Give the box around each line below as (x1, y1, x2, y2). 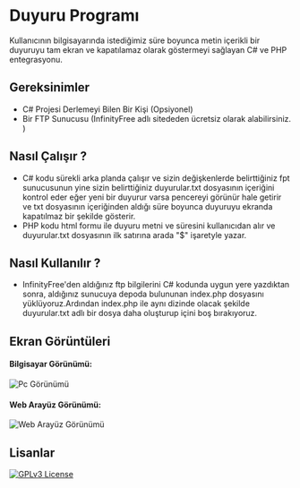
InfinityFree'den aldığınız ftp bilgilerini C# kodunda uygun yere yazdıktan (21, 279, 290, 290)
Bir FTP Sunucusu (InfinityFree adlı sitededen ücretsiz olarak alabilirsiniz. (21, 113, 292, 124)
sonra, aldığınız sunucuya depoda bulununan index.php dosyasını (21, 288, 264, 300)
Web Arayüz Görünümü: (9, 399, 101, 410)
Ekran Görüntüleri (9, 333, 111, 349)
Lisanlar (9, 445, 56, 460)
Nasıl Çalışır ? (9, 149, 88, 164)
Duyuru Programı (9, 5, 140, 26)
